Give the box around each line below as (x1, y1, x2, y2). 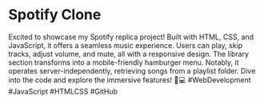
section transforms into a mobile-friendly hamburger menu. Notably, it (8, 58, 239, 67)
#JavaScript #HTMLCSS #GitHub (8, 86, 118, 96)
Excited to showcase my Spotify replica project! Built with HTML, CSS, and (8, 32, 254, 42)
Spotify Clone (8, 6, 102, 24)
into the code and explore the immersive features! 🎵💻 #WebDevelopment (8, 74, 251, 85)
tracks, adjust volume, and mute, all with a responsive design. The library (8, 49, 250, 58)
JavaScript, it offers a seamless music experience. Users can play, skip (8, 40, 243, 50)
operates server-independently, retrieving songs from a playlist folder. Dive (8, 66, 256, 75)
